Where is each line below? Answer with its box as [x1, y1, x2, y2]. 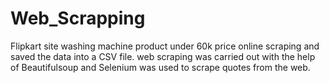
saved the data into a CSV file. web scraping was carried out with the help [10, 50, 316, 62]
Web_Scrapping [10, 7, 146, 30]
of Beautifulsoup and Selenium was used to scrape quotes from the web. [10, 61, 311, 73]
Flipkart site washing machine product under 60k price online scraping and [10, 40, 320, 52]
